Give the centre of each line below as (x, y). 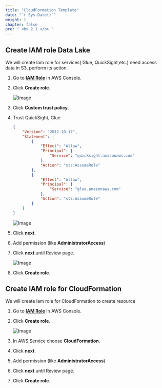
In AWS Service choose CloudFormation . (56, 341)
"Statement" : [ (38, 137)
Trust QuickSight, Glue (36, 117)
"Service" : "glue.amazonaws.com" (85, 189)
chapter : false (22, 24)
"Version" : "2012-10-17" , (50, 132)
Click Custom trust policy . (41, 107)
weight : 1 (16, 20)
